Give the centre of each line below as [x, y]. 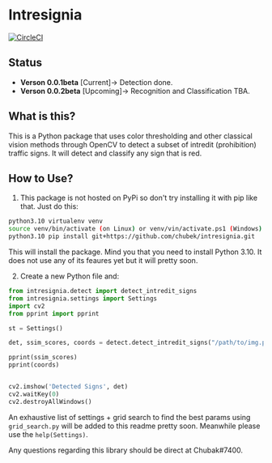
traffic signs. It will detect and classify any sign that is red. [105, 153]
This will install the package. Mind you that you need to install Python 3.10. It [135, 252]
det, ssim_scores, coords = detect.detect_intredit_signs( [110, 343]
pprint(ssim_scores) [43, 358]
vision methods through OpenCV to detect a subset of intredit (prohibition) [132, 144]
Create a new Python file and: [70, 276]
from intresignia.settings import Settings [83, 298]
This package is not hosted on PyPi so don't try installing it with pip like [138, 198]
